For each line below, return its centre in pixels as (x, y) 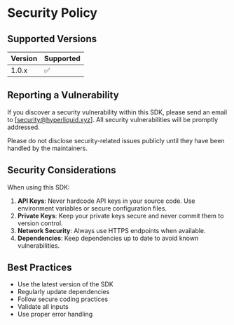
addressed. (23, 127)
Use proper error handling (55, 314)
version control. (40, 223)
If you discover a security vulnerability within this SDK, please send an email (117, 112)
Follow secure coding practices (63, 299)
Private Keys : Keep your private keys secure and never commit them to (121, 215)
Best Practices (40, 268)
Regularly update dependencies (63, 292)
